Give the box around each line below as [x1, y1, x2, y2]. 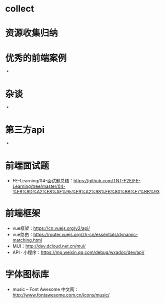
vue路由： [12, 231, 34, 238]
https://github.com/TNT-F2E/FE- [73, 178, 141, 184]
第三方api [5, 124, 45, 136]
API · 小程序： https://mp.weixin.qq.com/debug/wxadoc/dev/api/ [12, 249, 145, 255]
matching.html [12, 237, 42, 243]
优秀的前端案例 [5, 52, 67, 64]
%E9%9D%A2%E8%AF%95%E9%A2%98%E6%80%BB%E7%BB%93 [12, 189, 160, 195]
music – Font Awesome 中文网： [12, 286, 79, 292]
